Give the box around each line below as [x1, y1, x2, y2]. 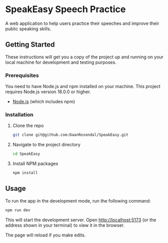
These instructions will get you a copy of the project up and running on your [5, 54, 163, 60]
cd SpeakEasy [12, 151, 40, 156]
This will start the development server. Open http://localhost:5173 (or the [5, 217, 156, 223]
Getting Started [5, 40, 55, 49]
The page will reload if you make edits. [5, 232, 86, 238]
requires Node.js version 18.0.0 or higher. [5, 89, 91, 95]
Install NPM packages [12, 160, 58, 167]
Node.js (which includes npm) [12, 99, 75, 105]
